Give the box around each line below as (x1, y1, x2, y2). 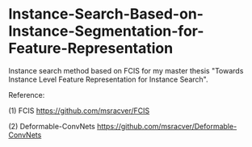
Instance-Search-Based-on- (8, 5, 204, 23)
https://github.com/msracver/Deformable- (96, 121, 237, 131)
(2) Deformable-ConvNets (8, 121, 95, 131)
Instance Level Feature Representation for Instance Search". (8, 74, 208, 84)
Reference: (8, 90, 45, 99)
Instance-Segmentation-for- (8, 22, 204, 40)
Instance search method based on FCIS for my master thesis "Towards (8, 65, 244, 75)
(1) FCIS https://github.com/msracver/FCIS (8, 106, 150, 115)
